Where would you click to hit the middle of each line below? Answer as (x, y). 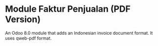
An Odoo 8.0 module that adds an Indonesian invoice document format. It (79, 33)
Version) (23, 19)
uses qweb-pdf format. (28, 38)
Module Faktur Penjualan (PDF (68, 9)
